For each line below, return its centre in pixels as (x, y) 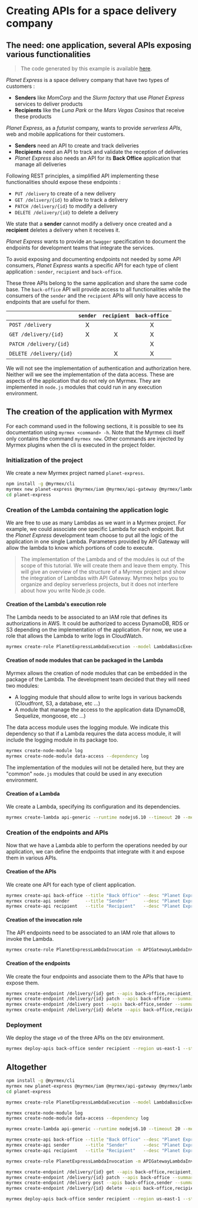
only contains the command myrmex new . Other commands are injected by (95, 438)
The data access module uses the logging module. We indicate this (88, 727)
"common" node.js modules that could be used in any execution (84, 774)
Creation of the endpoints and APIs (57, 833)
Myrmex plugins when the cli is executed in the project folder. (81, 445)
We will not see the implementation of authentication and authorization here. (99, 368)
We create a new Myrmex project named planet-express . (75, 473)
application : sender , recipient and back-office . (64, 272)
